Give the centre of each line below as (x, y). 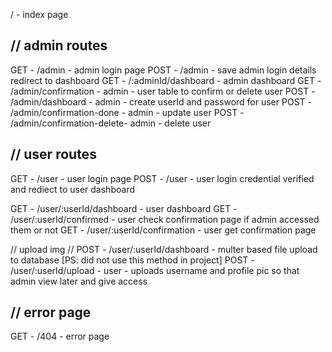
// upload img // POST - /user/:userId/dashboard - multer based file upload (164, 249)
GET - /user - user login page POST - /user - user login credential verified (162, 178)
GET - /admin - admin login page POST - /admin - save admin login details (163, 70)
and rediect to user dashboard (72, 189)
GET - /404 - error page (60, 336)
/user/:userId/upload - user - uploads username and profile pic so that (155, 270)
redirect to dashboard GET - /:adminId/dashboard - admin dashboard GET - (166, 80)
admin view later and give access (79, 281)
